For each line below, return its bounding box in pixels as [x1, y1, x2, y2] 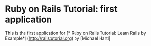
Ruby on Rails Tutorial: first [5, 3, 118, 15]
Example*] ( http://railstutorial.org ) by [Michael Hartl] [5, 35, 111, 41]
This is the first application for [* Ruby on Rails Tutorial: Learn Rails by [5, 30, 146, 36]
